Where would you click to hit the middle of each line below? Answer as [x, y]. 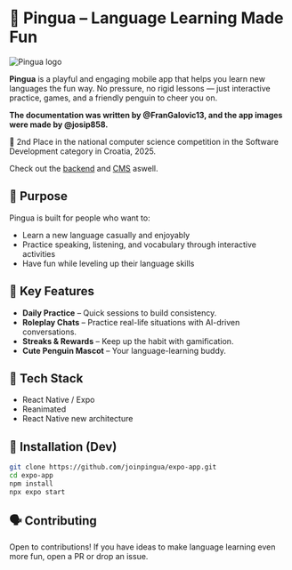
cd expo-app [31, 476]
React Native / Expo [58, 400]
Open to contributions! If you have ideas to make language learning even [142, 547]
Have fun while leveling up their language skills [108, 263]
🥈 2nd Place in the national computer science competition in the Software [144, 141]
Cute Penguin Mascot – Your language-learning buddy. [124, 350]
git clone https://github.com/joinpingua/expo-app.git [113, 467]
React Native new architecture [77, 419]
